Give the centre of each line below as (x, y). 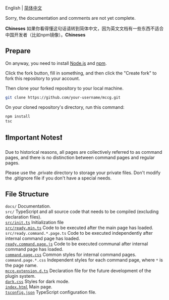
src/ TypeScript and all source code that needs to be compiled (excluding (82, 211)
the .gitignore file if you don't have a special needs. (59, 178)
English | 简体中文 (24, 8)
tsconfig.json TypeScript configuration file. (51, 292)
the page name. (21, 266)
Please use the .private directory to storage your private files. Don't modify (83, 173)
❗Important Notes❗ (34, 137)
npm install (18, 116)
